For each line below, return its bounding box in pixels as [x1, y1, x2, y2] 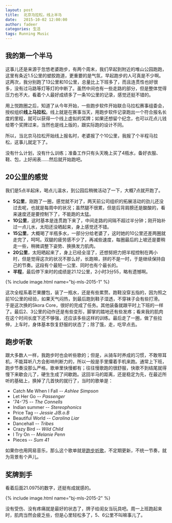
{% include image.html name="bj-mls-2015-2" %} [5, 495, 111, 502]
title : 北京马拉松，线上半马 [5, 12, 62, 17]
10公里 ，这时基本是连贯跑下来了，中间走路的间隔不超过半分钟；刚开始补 [12, 217, 166, 223]
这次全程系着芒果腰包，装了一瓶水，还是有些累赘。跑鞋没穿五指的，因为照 [5, 289, 162, 295]
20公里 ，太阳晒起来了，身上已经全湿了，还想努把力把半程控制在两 [12, 249, 154, 255]
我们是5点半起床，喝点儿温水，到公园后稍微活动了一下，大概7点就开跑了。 [5, 187, 163, 193]
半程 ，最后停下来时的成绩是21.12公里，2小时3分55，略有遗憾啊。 [12, 268, 150, 274]
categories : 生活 [5, 27, 41, 32]
